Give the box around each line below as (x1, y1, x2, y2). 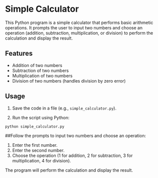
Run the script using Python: (12, 114, 69, 120)
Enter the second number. (12, 148, 65, 154)
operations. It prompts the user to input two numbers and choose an (5, 24, 143, 30)
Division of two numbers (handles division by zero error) (12, 78, 126, 84)
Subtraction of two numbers (12, 67, 69, 73)
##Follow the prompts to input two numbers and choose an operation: (5, 133, 146, 139)
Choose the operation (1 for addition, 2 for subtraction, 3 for (12, 153, 133, 158)
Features (5, 49, 33, 58)
